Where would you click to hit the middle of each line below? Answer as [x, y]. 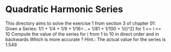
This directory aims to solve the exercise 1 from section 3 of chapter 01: [81, 23]
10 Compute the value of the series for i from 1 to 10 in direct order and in [82, 34]
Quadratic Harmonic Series [64, 9]
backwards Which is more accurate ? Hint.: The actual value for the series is [85, 39]
